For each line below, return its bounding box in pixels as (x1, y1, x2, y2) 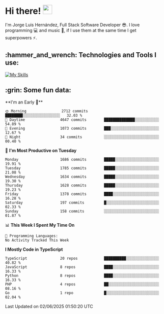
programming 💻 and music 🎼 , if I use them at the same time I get (5, 27, 137, 33)
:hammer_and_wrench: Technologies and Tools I (5, 51, 157, 59)
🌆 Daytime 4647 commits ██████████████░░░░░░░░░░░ (5, 117, 160, 122)
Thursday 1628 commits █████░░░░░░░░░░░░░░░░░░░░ (5, 183, 160, 188)
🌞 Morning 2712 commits (5, 108, 88, 113)
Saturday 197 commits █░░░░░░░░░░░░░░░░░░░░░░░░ (5, 200, 160, 205)
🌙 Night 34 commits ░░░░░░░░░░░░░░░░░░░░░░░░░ (5, 135, 160, 140)
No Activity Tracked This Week (5, 238, 69, 243)
